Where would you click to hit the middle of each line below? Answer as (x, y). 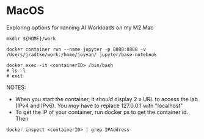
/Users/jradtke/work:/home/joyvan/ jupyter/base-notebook (82, 55)
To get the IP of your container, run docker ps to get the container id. (101, 112)
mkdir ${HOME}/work (31, 38)
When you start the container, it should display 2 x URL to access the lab (107, 99)
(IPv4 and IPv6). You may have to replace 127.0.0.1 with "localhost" (99, 105)
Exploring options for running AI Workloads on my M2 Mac (80, 27)
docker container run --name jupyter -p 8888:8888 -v (76, 49)
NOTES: (16, 87)
